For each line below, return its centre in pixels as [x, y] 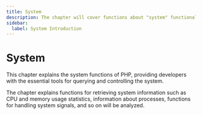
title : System [24, 12]
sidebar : [17, 23]
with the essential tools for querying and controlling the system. [85, 81]
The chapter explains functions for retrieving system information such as [96, 93]
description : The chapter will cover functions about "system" [87, 17]
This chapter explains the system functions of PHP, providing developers [96, 75]
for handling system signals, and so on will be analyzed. [75, 105]
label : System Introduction [47, 28]
